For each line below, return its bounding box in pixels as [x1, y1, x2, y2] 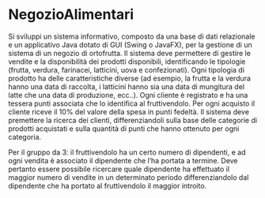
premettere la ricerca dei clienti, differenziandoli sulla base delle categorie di [8, 115, 258, 125]
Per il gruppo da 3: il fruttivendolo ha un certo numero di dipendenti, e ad [8, 148, 246, 157]
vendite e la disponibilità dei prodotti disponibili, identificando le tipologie [8, 57, 246, 66]
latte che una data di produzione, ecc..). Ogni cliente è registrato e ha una [8, 90, 248, 99]
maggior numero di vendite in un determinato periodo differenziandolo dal [8, 172, 249, 182]
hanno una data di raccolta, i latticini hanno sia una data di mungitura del [8, 81, 245, 92]
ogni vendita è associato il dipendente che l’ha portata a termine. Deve [8, 155, 239, 165]
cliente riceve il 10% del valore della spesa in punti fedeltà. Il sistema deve [8, 106, 249, 116]
